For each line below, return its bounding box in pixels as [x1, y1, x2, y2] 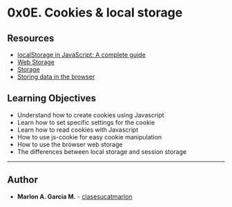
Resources [7, 32, 55, 44]
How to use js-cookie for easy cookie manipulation [17, 132, 162, 141]
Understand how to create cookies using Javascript [17, 110, 164, 119]
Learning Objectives [7, 92, 97, 104]
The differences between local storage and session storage [17, 147, 187, 156]
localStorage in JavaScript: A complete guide [17, 50, 146, 59]
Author [7, 174, 38, 186]
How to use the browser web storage [17, 140, 123, 148]
